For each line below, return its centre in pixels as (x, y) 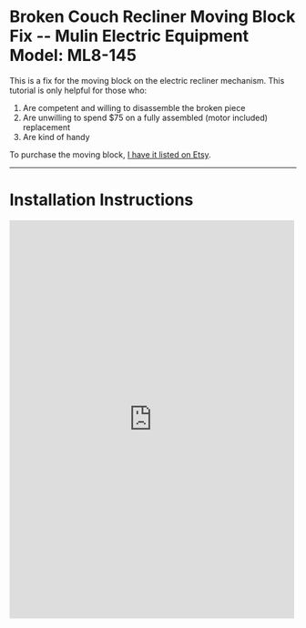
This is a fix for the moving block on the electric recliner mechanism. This (147, 80)
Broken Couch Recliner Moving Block (153, 17)
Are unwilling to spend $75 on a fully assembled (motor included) (145, 117)
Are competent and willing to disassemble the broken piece (134, 107)
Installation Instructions (102, 200)
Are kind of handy (56, 137)
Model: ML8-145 (73, 56)
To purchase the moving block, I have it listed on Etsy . (110, 154)
